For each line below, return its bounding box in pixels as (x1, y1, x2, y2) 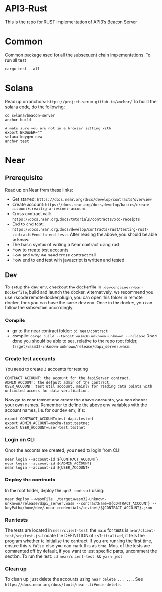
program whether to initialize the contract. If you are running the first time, (5, 538, 153, 544)
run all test (5, 57, 26, 63)
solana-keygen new (5, 134, 42, 139)
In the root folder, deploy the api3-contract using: (5, 487, 104, 493)
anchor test (5, 139, 29, 144)
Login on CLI (5, 436, 35, 443)
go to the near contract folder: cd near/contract (12, 328, 108, 334)
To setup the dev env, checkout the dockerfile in (5, 284, 102, 290)
